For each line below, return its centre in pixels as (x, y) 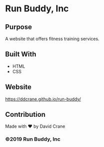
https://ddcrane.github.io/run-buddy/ (43, 99)
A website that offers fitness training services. (52, 39)
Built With (21, 54)
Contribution (25, 115)
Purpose (19, 27)
